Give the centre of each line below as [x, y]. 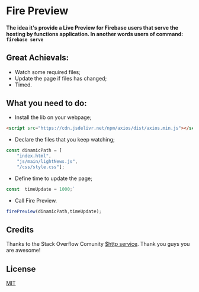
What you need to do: [46, 103]
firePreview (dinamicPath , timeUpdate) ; [54, 211]
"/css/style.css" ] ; [41, 167]
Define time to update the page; [54, 178]
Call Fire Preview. [36, 200]
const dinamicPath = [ [34, 150]
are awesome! [23, 251]
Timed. [23, 85]
